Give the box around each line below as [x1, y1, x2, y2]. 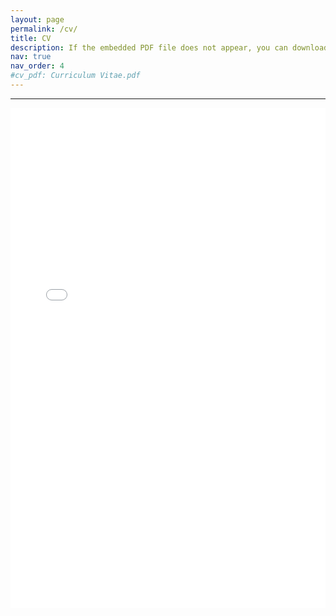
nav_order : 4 [10, 61, 65, 71]
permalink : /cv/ [10, 24, 78, 34]
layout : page [10, 14, 65, 25]
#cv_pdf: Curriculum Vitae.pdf [10, 71, 141, 81]
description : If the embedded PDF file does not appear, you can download [10, 42, 329, 53]
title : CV [10, 33, 52, 43]
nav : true [10, 52, 52, 62]
